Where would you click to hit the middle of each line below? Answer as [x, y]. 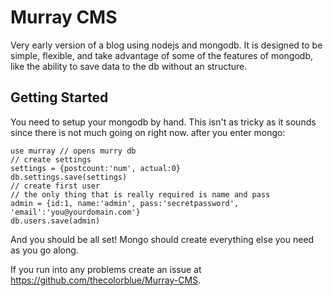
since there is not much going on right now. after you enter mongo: [148, 132]
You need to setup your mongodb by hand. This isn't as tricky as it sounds [163, 122]
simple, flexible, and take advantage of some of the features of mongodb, [161, 55]
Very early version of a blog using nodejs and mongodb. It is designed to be [166, 45]
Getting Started [59, 97]
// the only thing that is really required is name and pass [140, 194]
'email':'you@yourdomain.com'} [75, 212]
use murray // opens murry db [73, 151]
